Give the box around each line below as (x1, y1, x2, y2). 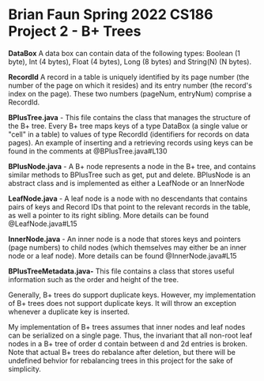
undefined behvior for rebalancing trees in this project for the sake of (8, 356, 233, 365)
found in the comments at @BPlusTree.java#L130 (8, 146, 168, 156)
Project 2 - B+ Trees (8, 22, 141, 40)
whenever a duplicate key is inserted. (8, 307, 130, 316)
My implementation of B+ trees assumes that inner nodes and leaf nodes (8, 322, 246, 331)
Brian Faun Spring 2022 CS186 (8, 6, 213, 24)
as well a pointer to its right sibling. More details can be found (8, 210, 209, 220)
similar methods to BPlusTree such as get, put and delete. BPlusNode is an (8, 170, 251, 179)
